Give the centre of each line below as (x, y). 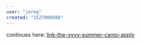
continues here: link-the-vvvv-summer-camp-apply (70, 34)
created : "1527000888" (35, 17)
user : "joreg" (24, 12)
